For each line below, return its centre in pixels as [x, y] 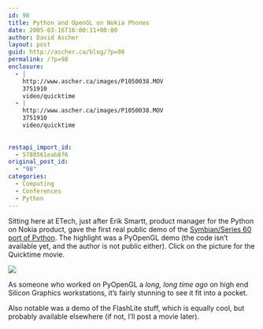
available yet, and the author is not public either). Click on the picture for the [132, 246]
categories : [28, 177]
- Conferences [38, 191]
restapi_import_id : [40, 147]
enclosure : [26, 67]
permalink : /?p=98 [38, 60]
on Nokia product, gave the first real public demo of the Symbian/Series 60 [130, 229]
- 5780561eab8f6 [42, 154]
